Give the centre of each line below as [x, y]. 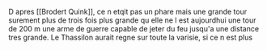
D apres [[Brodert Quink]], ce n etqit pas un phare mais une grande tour [128, 12]
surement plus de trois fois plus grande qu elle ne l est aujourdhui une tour [132, 20]
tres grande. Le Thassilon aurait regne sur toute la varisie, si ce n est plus [131, 37]
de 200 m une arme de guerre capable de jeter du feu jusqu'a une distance [134, 29]
